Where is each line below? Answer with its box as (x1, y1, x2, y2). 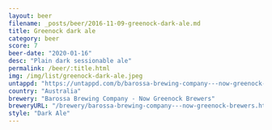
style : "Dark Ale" (8, 110, 70, 118)
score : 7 (8, 42, 38, 50)
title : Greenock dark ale (8, 27, 96, 35)
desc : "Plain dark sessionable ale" (8, 57, 132, 65)
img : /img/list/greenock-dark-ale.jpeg (8, 72, 143, 80)
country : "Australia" (8, 86, 82, 95)
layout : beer (8, 11, 53, 20)
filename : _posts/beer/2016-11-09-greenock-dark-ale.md (8, 19, 201, 27)
